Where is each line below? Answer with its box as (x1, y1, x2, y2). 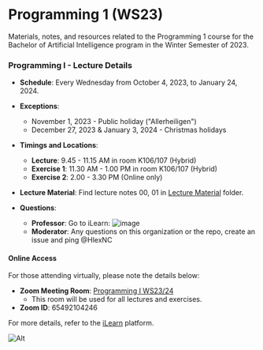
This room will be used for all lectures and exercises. (31, 295, 202, 304)
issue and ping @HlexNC (31, 235, 113, 245)
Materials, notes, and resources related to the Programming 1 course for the (8, 32, 254, 41)
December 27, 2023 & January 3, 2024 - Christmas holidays (31, 125, 227, 135)
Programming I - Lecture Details (8, 59, 132, 70)
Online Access (8, 253, 57, 262)
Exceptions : (19, 101, 60, 111)
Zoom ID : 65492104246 (19, 303, 98, 313)
